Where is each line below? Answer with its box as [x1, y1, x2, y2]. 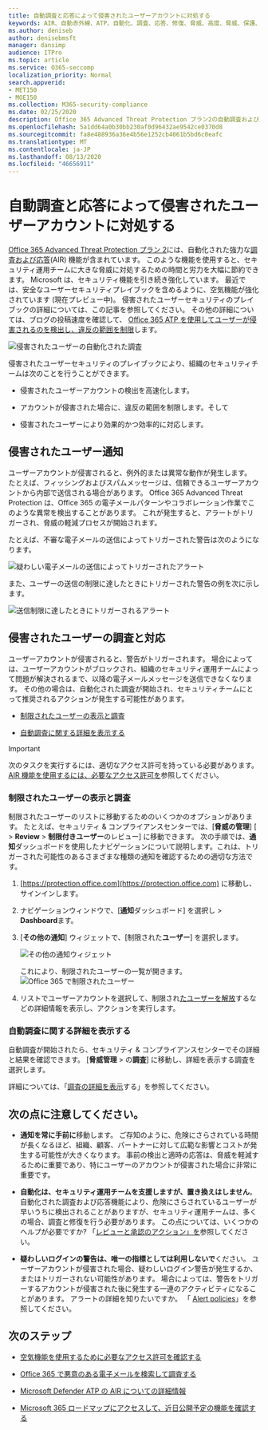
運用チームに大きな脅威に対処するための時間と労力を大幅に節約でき [35, 265, 259, 275]
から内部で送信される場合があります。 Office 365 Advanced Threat [22, 488, 243, 497]
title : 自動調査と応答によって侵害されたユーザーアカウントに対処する [8, 11, 211, 20]
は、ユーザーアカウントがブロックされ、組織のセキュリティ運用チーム [8, 664, 238, 673]
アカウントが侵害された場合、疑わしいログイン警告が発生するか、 [40, 1264, 258, 1274]
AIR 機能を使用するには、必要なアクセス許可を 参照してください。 [8, 770, 223, 779]
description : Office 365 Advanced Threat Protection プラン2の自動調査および [8, 116, 260, 124]
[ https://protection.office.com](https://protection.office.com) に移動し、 [19, 878, 257, 888]
